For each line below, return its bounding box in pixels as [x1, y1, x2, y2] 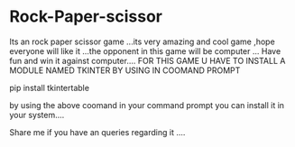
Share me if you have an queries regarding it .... [9, 126, 186, 137]
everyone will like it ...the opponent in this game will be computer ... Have [9, 45, 281, 56]
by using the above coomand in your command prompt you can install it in [9, 99, 285, 110]
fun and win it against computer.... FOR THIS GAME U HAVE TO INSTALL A [9, 55, 286, 66]
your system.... [9, 109, 65, 120]
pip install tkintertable [9, 82, 90, 93]
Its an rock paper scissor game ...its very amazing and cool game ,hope [9, 36, 275, 47]
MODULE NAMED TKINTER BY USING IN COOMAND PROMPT [9, 65, 241, 76]
